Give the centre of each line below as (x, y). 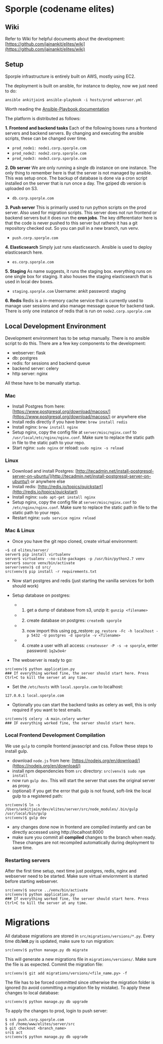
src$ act (14, 1033)
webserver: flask (29, 352)
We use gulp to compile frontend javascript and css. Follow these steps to (79, 746)
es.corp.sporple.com (33, 262)
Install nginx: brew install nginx (45, 427)
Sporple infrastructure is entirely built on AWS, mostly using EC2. (70, 76)
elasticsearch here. (24, 252)
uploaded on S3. (21, 188)
